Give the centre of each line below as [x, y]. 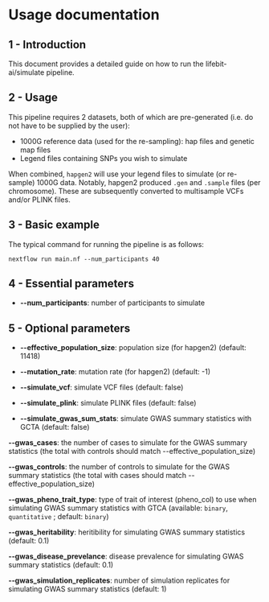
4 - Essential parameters [71, 284]
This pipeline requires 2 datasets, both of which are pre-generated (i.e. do [131, 117]
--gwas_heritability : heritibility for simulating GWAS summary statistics [127, 532]
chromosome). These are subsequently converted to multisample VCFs [126, 191]
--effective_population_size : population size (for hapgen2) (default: [133, 348]
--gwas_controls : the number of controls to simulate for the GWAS [119, 467]
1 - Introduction [47, 45]
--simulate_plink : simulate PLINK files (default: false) [108, 403]
